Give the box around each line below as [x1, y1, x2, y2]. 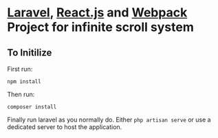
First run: [7, 65, 33, 73]
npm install [7, 78, 41, 85]
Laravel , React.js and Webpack [7, 5, 188, 21]
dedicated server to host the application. [7, 123, 122, 131]
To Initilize [7, 47, 52, 58]
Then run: [7, 91, 35, 98]
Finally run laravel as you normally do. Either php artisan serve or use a [7, 115, 211, 124]
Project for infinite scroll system [7, 19, 194, 35]
